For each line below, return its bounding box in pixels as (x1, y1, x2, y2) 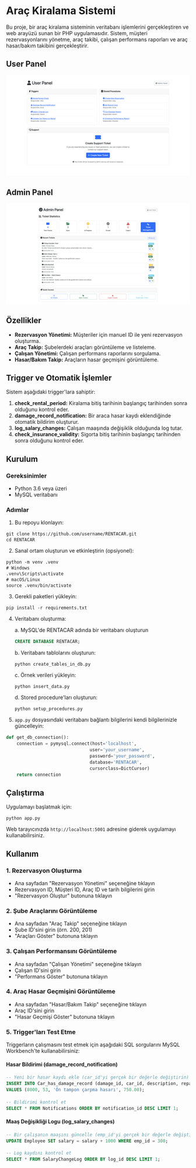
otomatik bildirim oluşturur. (14, 419, 79, 426)
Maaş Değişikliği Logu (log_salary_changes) (6, 1118, 115, 1125)
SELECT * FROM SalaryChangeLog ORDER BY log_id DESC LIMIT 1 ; (6, 1156, 160, 1163)
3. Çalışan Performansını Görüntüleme (6, 947, 117, 955)
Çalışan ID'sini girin (14, 967, 61, 974)
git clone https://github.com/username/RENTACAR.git (6, 531, 137, 537)
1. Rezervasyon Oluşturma (6, 866, 82, 875)
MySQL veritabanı (14, 491, 58, 498)
